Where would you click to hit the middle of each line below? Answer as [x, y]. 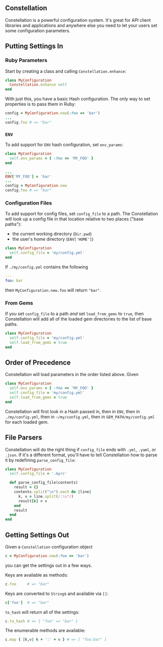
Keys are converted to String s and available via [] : [57, 593]
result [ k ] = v [33, 501]
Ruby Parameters [26, 60]
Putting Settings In [34, 46]
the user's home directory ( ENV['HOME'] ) [53, 239]
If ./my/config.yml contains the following [47, 267]
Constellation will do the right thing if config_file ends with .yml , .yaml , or [81, 449]
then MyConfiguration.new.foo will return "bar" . [53, 290]
